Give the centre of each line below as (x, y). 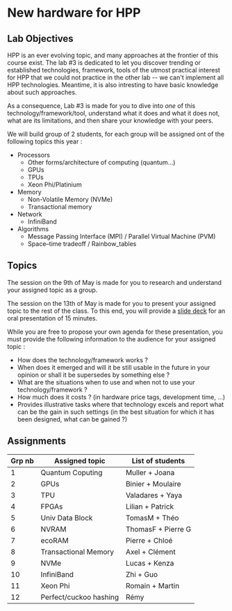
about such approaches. (42, 92)
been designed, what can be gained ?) (72, 419)
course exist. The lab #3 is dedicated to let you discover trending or (104, 63)
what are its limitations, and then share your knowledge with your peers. (110, 121)
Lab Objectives (41, 39)
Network (30, 214)
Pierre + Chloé (149, 540)
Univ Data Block (67, 518)
